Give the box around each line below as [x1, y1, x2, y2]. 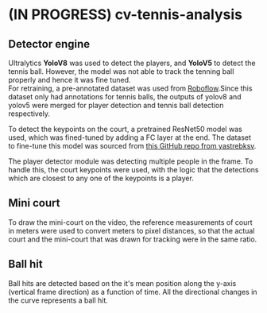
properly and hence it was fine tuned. [8, 75, 131, 84]
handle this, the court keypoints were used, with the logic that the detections [8, 165, 259, 174]
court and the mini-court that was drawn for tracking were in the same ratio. [8, 234, 257, 244]
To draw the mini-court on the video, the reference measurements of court [8, 217, 253, 227]
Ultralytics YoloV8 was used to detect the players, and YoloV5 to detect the [8, 58, 256, 68]
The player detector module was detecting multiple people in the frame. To [8, 156, 253, 166]
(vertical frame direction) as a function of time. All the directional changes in [8, 287, 257, 296]
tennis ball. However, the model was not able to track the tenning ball [8, 67, 234, 76]
